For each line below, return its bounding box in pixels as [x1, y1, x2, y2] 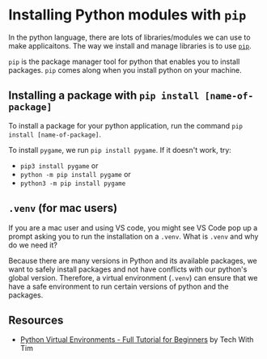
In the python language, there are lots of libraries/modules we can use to [8, 32, 251, 42]
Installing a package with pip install [8, 89, 200, 103]
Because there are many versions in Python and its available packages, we [8, 256, 257, 265]
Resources [8, 313, 64, 327]
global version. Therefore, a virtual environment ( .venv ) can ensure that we [8, 272, 258, 282]
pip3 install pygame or [19, 160, 99, 171]
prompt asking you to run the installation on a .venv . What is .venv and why [8, 231, 259, 241]
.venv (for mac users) [8, 201, 118, 215]
